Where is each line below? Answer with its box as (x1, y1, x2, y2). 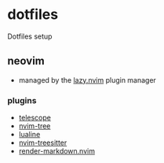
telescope (18, 113, 52, 123)
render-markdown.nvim (18, 146, 96, 156)
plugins (7, 94, 37, 106)
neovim (7, 54, 45, 68)
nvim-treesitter (18, 138, 67, 147)
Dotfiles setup (7, 31, 53, 41)
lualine (18, 130, 41, 139)
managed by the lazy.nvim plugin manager (18, 75, 156, 84)
